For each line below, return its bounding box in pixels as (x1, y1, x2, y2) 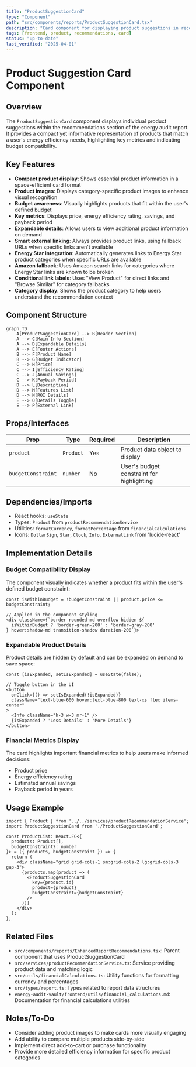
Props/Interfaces (6, 418, 69, 428)
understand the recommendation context (14, 293, 114, 300)
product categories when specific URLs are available (14, 256, 142, 263)
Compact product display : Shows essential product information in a (14, 175, 179, 182)
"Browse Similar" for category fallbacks (14, 280, 110, 287)
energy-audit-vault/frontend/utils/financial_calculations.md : (14, 990, 171, 998)
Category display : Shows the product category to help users (14, 287, 162, 294)
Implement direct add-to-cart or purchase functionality (14, 1041, 147, 1048)
